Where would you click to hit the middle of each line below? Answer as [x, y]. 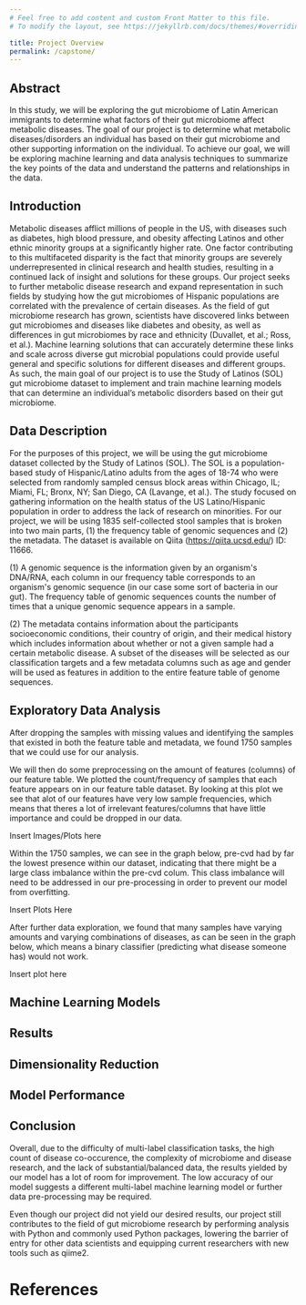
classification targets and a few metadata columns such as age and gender [150, 662]
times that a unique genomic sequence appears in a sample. [122, 606]
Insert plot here [38, 974]
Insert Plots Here [41, 909]
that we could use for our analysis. [74, 751]
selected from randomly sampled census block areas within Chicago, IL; [145, 482]
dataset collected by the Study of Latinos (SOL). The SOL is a [124, 463]
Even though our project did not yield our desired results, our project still [146, 1214]
